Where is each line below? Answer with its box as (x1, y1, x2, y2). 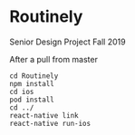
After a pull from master (9, 53, 98, 64)
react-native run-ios (9, 119, 92, 128)
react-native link (9, 111, 79, 120)
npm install (9, 79, 54, 88)
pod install (9, 95, 54, 104)
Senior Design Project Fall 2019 (9, 36, 126, 47)
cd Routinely (9, 71, 59, 81)
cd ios (9, 87, 34, 96)
